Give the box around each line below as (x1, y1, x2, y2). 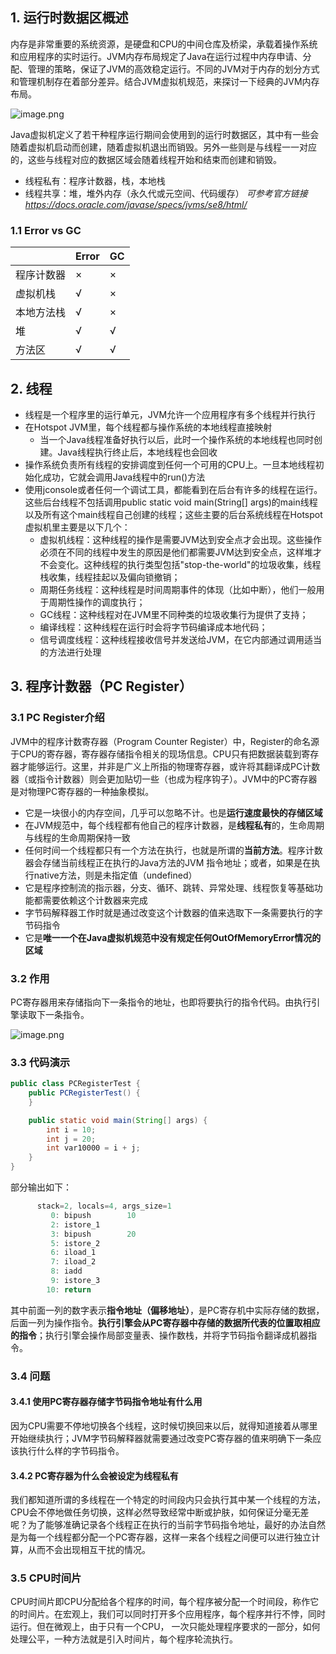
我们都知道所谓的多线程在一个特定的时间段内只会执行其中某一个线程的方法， (10, 1494, 326, 1506)
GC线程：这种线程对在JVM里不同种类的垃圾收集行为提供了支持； (39, 608, 309, 620)
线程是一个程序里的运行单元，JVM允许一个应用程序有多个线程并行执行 (24, 408, 317, 420)
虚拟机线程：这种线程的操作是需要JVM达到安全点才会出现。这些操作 (39, 533, 322, 545)
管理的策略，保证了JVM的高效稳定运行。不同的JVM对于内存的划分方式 (27, 63, 320, 75)
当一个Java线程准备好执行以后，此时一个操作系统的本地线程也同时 (39, 433, 314, 445)
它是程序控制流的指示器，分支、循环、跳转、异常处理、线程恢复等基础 (24, 881, 315, 893)
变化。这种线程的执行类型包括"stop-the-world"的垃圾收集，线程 (57, 558, 322, 570)
